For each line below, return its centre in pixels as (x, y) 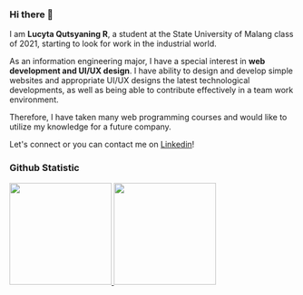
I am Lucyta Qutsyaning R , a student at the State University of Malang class (151, 34)
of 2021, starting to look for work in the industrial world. (113, 43)
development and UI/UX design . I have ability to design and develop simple (151, 71)
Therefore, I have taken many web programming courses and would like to (148, 118)
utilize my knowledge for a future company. (91, 127)
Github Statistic (44, 168)
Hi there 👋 (32, 14)
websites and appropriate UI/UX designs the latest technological (130, 81)
